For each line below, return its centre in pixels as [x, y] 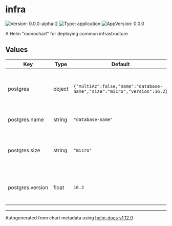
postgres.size [24, 150]
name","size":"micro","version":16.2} [121, 91]
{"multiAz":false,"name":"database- [118, 86]
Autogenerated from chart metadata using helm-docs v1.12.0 [69, 218]
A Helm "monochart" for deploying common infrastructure [67, 33]
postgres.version [28, 187]
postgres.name [26, 119]
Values [17, 50]
